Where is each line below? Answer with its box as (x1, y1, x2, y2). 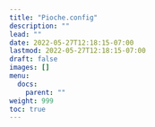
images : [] (9, 63, 50, 72)
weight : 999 (9, 96, 54, 106)
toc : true (9, 105, 47, 114)
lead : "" (9, 30, 42, 38)
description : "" (9, 21, 70, 30)
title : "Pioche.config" (9, 13, 99, 22)
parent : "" (25, 88, 66, 97)
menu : (9, 72, 30, 80)
